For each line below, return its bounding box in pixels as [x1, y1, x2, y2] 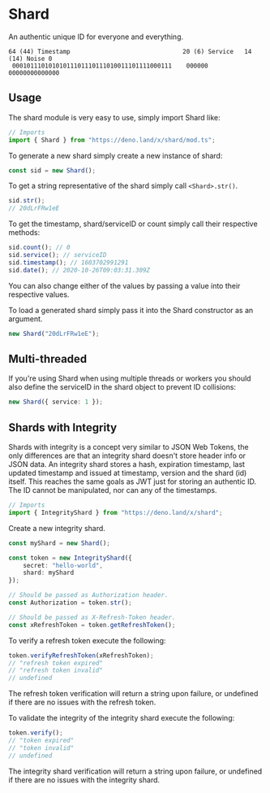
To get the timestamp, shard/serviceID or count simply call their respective [8, 219, 258, 229]
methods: [8, 228, 41, 237]
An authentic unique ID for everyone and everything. [8, 32, 184, 41]
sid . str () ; [8, 197, 45, 205]
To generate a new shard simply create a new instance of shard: [8, 150, 223, 160]
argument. [8, 314, 43, 324]
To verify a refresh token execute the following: [8, 635, 166, 645]
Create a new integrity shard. [8, 523, 105, 533]
